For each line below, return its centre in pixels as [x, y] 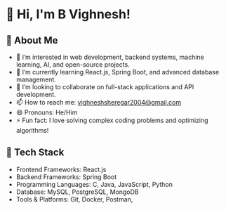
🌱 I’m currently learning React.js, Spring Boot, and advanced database [118, 72]
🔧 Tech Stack [35, 153]
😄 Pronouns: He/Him [47, 112]
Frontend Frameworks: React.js [61, 169]
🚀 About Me [32, 40]
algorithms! [32, 130]
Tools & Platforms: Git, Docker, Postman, [74, 199]
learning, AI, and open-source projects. [73, 65]
